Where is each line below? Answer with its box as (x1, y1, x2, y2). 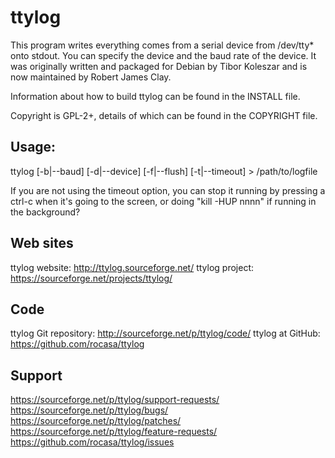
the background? (10, 206, 81, 218)
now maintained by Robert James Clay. (10, 71, 172, 83)
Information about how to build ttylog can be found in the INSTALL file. (10, 90, 301, 102)
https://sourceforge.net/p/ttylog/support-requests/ (10, 394, 220, 406)
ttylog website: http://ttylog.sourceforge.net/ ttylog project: (10, 261, 254, 273)
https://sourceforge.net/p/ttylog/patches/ (10, 415, 182, 427)
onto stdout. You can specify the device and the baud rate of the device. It (10, 49, 317, 61)
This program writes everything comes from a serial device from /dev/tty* (10, 39, 315, 51)
